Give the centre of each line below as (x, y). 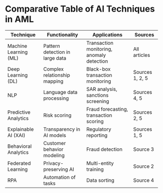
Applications (107, 35)
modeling (54, 155)
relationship (57, 75)
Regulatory (99, 129)
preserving (56, 169)
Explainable (21, 129)
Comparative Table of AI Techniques (80, 9)
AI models (55, 135)
